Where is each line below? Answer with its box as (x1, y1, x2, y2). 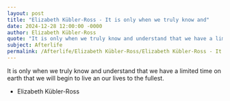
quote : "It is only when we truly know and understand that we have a (7, 35, 213, 42)
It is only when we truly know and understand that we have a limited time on (7, 66, 221, 75)
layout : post (7, 10, 44, 17)
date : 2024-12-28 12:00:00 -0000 (7, 23, 103, 29)
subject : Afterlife (7, 42, 63, 48)
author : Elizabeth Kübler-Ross (7, 29, 97, 36)
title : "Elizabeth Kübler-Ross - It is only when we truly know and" (7, 16, 210, 23)
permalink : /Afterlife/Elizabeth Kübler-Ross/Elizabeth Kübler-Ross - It (7, 48, 222, 55)
